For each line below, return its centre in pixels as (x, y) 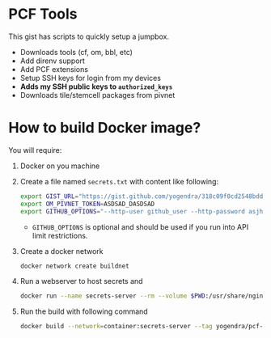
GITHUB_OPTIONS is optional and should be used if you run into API (140, 226)
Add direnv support (52, 61)
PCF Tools (43, 14)
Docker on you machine (60, 166)
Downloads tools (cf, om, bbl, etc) (76, 52)
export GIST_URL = (49, 196)
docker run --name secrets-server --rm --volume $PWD (112, 296)
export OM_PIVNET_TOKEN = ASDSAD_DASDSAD (87, 204)
